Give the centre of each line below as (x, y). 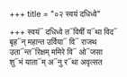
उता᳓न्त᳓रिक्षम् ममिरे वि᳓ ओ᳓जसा (56, 52)
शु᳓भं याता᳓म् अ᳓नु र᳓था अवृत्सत (56, 62)
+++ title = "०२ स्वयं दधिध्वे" (55, 14)
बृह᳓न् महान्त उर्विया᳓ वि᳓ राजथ (53, 42)
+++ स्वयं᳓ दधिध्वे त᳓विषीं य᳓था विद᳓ (63, 32)
